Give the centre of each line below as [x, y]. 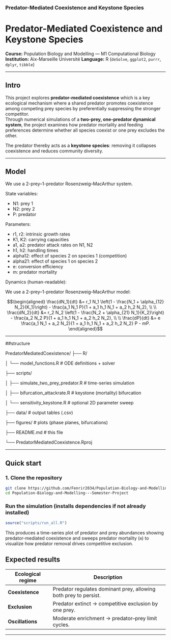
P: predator [24, 214]
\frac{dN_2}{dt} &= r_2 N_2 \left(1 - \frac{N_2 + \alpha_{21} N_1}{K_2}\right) [85, 313]
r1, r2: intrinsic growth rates [41, 234]
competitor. [17, 114]
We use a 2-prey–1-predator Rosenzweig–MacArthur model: [68, 292]
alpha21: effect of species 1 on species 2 [55, 261]
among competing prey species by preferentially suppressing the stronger [83, 108]
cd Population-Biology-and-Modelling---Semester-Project [67, 493]
